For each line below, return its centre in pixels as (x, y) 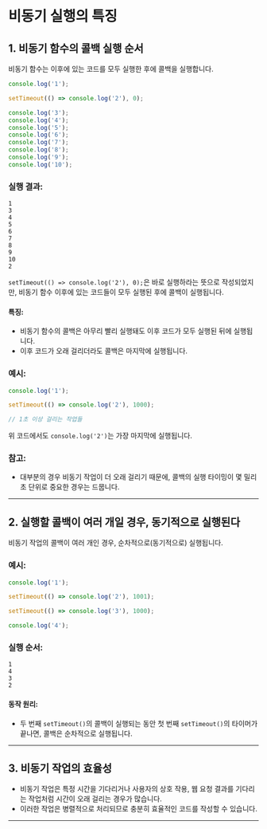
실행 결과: (26, 187)
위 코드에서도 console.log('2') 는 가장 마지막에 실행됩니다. (101, 436)
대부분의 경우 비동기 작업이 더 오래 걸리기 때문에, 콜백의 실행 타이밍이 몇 (131, 477)
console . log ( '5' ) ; (39, 128)
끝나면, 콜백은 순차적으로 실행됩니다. (76, 733)
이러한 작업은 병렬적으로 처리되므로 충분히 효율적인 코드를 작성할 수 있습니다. (139, 809)
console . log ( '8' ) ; (39, 150)
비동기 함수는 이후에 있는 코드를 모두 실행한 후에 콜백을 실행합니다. (111, 69)
